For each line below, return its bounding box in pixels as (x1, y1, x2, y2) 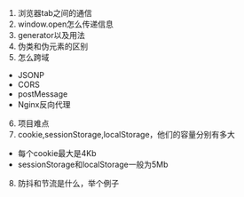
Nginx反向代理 (17, 99, 71, 109)
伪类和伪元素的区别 (17, 41, 89, 51)
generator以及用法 (17, 30, 86, 40)
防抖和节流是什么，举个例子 (17, 178, 120, 188)
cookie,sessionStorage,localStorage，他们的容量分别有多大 (17, 130, 235, 139)
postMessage (17, 89, 68, 99)
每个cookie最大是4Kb (17, 148, 97, 158)
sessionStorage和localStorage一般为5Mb (17, 159, 169, 169)
